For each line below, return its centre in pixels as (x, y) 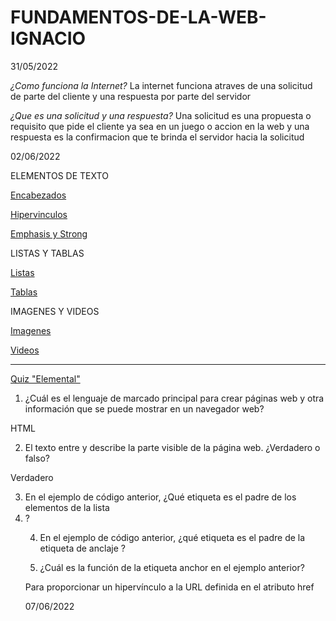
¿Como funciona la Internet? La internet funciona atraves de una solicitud (161, 85)
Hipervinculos (39, 214)
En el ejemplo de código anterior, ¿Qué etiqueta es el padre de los (160, 497)
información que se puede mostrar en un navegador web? (144, 408)
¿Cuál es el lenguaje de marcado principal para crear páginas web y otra (174, 398)
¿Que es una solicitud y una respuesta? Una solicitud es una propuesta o (161, 115)
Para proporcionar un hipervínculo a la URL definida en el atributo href (169, 587)
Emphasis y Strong (49, 233)
